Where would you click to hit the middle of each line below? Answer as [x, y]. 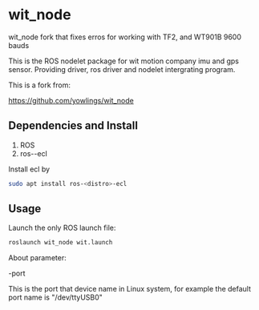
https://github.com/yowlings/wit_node [71, 100]
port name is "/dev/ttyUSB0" [55, 297]
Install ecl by [29, 169]
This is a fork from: [39, 85]
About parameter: [37, 258]
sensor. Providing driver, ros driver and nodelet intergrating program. [122, 69]
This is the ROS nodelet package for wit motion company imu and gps [123, 61]
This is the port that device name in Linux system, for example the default [129, 289]
